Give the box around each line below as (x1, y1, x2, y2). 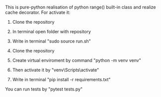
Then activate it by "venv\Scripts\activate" (12, 67, 99, 73)
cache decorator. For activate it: (5, 9, 71, 15)
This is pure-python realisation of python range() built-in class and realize (5, 4, 156, 10)
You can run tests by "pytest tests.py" (5, 86, 83, 92)
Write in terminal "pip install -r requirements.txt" (12, 77, 111, 82)
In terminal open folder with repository (12, 29, 91, 34)
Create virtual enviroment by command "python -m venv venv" (12, 57, 142, 63)
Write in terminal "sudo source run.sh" (12, 38, 91, 44)
